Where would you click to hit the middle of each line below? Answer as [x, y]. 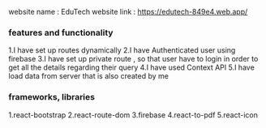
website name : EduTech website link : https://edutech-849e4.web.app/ [128, 12]
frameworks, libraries [52, 97]
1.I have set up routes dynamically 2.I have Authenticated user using [122, 50]
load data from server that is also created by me [88, 76]
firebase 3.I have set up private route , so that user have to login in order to [133, 59]
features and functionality [61, 32]
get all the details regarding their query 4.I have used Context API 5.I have [132, 67]
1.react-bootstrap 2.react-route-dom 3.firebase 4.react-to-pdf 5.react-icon [133, 115]
